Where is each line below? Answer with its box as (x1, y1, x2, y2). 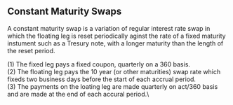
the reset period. (7, 46, 55, 55)
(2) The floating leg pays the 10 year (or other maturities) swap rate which (7, 67, 221, 76)
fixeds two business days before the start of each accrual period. (7, 75, 197, 83)
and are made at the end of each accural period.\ (7, 90, 149, 98)
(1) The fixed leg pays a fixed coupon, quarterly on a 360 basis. (7, 59, 191, 69)
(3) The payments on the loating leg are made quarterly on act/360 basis (7, 82, 218, 90)
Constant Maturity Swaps (7, 6, 122, 17)
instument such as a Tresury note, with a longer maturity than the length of (7, 38, 224, 48)
